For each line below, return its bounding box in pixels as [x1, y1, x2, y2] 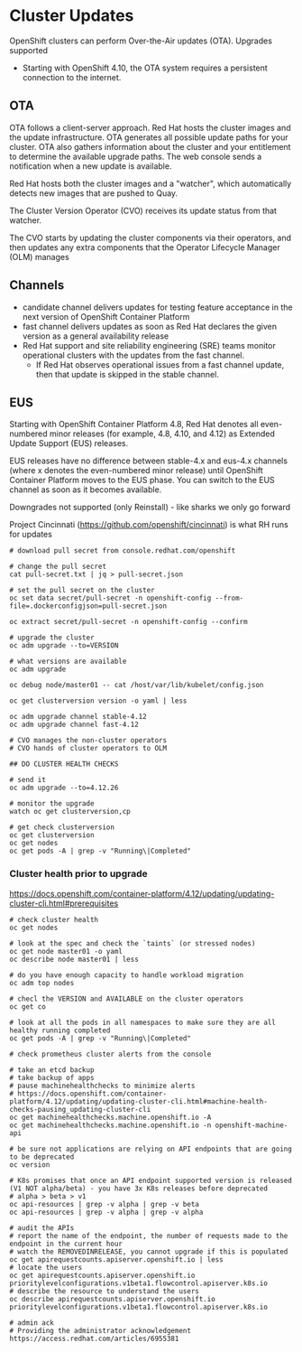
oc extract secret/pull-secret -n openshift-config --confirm [9, 618, 248, 627]
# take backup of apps [9, 1073, 95, 1082]
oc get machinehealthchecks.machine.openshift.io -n [9, 1121, 212, 1130]
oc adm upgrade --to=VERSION [9, 641, 119, 650]
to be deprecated [9, 1152, 75, 1161]
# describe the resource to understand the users [9, 1286, 200, 1296]
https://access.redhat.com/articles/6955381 [9, 1334, 179, 1343]
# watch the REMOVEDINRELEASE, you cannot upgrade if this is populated [9, 1247, 288, 1256]
